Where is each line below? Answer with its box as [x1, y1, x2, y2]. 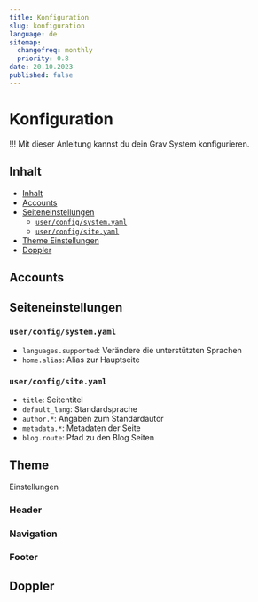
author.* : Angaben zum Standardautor [21, 413, 164, 424]
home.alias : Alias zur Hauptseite [21, 354, 140, 365]
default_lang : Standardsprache [21, 403, 138, 414]
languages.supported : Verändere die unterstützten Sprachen [21, 345, 242, 355]
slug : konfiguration [9, 21, 86, 30]
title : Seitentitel [21, 394, 83, 405]
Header [9, 503, 43, 516]
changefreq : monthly [17, 46, 93, 55]
